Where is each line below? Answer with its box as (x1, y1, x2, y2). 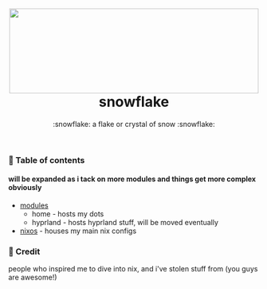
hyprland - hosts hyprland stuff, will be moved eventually (31, 218, 219, 228)
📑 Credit (8, 246, 41, 257)
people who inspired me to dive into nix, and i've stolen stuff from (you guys (8, 264, 258, 274)
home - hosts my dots (31, 209, 104, 219)
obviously (8, 183, 42, 192)
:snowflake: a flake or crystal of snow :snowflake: (53, 119, 215, 129)
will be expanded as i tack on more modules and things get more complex (8, 174, 257, 184)
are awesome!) (8, 272, 57, 283)
